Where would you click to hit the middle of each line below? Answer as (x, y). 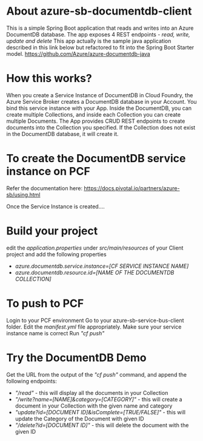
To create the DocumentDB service (96, 159)
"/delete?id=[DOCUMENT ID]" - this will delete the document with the (102, 425)
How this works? (49, 79)
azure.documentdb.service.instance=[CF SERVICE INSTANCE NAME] (102, 266)
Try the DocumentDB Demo (76, 357)
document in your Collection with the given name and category (94, 406)
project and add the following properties (57, 254)
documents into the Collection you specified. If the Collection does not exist (101, 127)
